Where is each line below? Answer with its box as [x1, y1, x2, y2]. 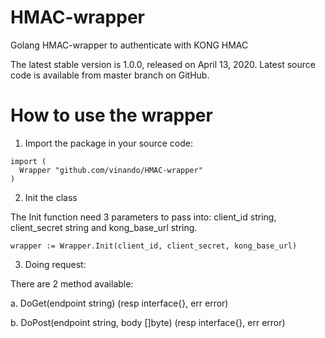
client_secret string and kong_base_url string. [10, 221, 198, 233]
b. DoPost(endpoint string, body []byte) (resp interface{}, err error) [10, 316, 286, 328]
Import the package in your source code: [24, 137, 193, 149]
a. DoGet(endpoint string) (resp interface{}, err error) [10, 297, 229, 309]
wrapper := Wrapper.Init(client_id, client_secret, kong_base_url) [10, 241, 298, 251]
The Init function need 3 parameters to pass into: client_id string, [10, 211, 277, 223]
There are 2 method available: [10, 277, 134, 290]
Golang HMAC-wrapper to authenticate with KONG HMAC [10, 39, 249, 51]
